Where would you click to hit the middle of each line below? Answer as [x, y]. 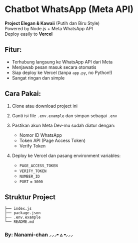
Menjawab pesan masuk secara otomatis [54, 67]
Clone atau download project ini [45, 106]
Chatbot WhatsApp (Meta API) [69, 9]
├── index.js [18, 209]
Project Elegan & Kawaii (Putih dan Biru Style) [52, 23]
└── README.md [19, 222]
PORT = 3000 [31, 181]
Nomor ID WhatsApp [40, 135]
